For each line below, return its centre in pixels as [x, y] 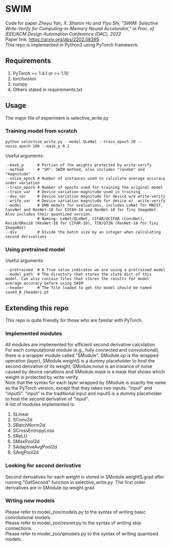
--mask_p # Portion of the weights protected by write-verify [79, 165]
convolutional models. [29, 517]
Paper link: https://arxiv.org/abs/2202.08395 [52, 39]
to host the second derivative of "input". [47, 399]
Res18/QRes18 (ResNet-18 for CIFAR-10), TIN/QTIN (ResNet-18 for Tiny [82, 223]
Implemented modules [34, 333]
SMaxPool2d [26, 441]
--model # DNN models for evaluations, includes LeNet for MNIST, [84, 205]
